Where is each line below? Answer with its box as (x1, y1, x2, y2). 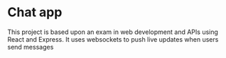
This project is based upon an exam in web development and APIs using (7, 28, 219, 36)
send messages (7, 42, 54, 51)
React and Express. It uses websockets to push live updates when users (7, 35, 219, 43)
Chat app (7, 4, 63, 21)
